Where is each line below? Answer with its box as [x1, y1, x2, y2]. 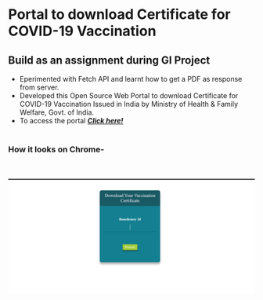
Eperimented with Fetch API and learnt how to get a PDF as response [19, 75, 243, 83]
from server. [19, 82, 59, 92]
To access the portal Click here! [19, 116, 124, 125]
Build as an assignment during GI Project [8, 53, 211, 67]
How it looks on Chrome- [8, 144, 105, 155]
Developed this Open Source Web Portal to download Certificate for [19, 91, 239, 100]
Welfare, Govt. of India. [19, 108, 95, 117]
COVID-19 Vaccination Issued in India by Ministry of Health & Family [19, 100, 239, 108]
